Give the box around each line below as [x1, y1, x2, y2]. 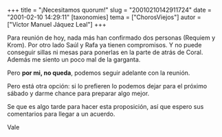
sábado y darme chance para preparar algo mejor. [7, 89, 150, 97]
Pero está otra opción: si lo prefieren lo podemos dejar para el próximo [7, 82, 208, 90]
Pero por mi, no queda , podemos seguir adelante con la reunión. [7, 68, 190, 77]
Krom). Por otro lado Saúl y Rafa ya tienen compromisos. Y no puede [7, 41, 202, 49]
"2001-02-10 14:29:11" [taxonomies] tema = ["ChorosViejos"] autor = [7, 13, 201, 21]
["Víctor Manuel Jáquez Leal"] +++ [7, 21, 107, 28]
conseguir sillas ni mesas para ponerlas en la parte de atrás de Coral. [7, 48, 203, 56]
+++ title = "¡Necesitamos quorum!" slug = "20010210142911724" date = [7, 6, 212, 14]
